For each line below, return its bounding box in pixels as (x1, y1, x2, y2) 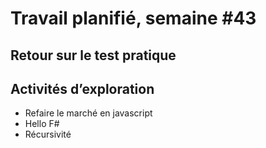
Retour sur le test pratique (10, 47, 177, 64)
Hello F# (24, 118, 60, 130)
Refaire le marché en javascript (24, 107, 153, 119)
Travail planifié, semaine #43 (10, 7, 257, 30)
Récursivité (24, 128, 72, 141)
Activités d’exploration (10, 80, 155, 97)
